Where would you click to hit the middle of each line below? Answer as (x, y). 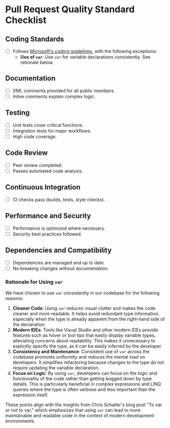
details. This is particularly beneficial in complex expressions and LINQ (87, 384)
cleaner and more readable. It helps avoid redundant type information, (86, 313)
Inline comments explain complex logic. (54, 96)
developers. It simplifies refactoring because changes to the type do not (88, 362)
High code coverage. (35, 137)
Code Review (27, 153)
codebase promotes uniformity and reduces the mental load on (79, 357)
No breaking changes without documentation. (61, 268)
